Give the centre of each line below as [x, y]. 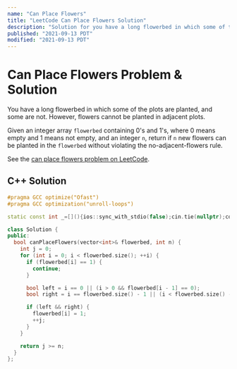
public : [19, 236]
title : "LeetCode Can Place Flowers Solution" [77, 20]
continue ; [47, 268]
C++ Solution [37, 181]
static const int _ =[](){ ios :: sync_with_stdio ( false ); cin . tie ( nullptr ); [116, 217]
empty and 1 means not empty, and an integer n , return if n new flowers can [117, 138]
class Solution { [33, 230]
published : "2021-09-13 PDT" [50, 33]
